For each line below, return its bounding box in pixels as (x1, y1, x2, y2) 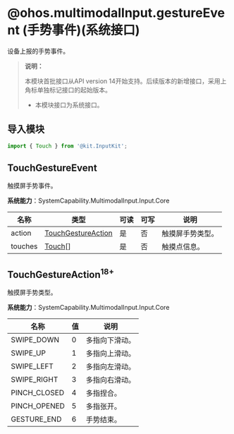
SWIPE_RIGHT (11, 375, 58, 385)
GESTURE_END (11, 414, 62, 424)
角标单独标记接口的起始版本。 (24, 85, 111, 94)
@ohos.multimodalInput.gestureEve (7, 5, 226, 21)
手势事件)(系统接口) (27, 23, 140, 38)
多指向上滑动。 (85, 349, 136, 358)
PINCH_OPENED (11, 401, 66, 411)
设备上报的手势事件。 (7, 47, 69, 55)
